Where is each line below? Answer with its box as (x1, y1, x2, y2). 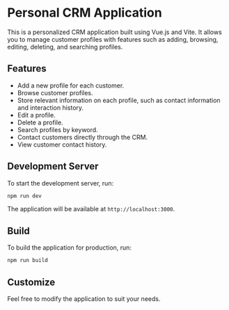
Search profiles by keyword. (17, 125, 99, 133)
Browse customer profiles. (17, 88, 93, 97)
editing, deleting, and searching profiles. (7, 42, 123, 51)
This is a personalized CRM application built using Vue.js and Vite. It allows (7, 28, 223, 36)
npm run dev (7, 193, 42, 199)
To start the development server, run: (7, 179, 113, 187)
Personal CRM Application (7, 5, 162, 21)
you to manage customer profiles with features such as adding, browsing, (7, 35, 219, 43)
